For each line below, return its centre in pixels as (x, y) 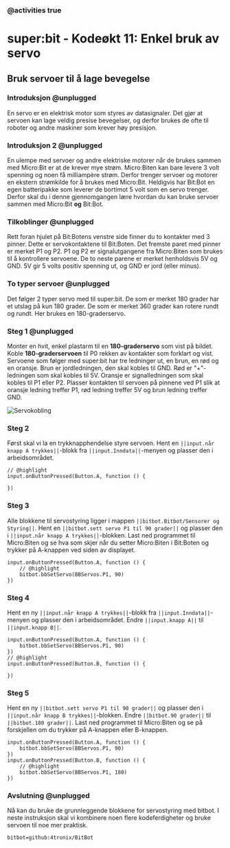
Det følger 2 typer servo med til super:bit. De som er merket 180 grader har (113, 299)
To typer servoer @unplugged (58, 284)
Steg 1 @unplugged (41, 331)
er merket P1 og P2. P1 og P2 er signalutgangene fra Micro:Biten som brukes (115, 251)
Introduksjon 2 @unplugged (55, 145)
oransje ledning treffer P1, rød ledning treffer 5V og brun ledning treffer (107, 389)
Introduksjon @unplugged (52, 98)
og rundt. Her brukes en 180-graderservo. (66, 313)
